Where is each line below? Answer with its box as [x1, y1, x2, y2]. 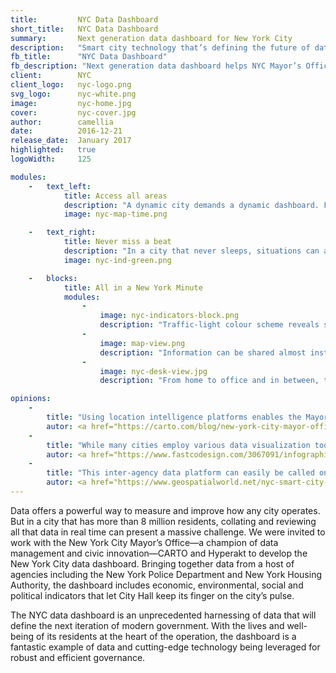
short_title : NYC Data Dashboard [10, 24, 159, 34]
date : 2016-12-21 [10, 126, 123, 136]
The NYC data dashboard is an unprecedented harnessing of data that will [10, 609, 317, 621]
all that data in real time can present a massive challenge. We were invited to [10, 526, 326, 538]
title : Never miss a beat [63, 237, 172, 247]
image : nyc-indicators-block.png [99, 311, 240, 321]
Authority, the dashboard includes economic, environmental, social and [10, 579, 304, 591]
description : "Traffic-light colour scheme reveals [99, 320, 320, 330]
